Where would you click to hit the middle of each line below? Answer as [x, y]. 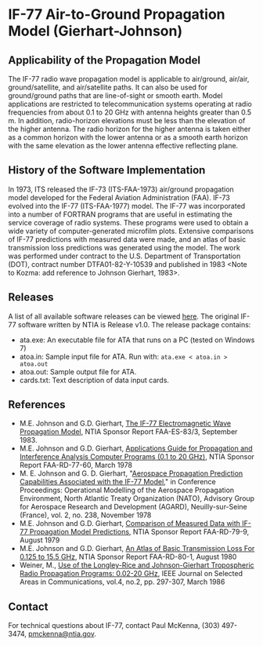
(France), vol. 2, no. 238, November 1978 [85, 515]
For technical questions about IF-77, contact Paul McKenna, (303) [114, 626]
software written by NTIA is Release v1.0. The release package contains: [135, 324]
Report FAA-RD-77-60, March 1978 [76, 465]
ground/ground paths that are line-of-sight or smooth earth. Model [115, 95]
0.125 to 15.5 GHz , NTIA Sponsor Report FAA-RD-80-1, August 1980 [128, 557]
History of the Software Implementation [107, 170]
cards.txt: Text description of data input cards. [94, 380]
